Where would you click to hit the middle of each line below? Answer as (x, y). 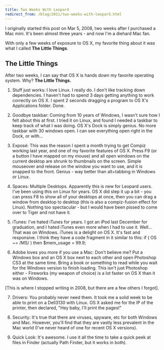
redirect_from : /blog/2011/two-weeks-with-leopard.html (63, 14)
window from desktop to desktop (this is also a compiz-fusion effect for (85, 202)
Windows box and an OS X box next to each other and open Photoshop (84, 258)
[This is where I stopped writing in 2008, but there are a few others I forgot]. (82, 288)
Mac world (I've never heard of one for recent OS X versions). (75, 328)
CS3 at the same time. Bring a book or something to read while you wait (85, 263)
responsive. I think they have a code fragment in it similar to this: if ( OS (84, 238)
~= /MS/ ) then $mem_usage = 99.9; (49, 243)
